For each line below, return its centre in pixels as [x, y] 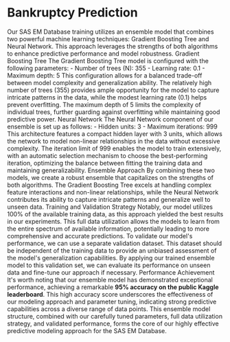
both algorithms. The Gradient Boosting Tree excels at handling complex [109, 185]
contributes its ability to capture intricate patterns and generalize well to [109, 199]
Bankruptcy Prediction [73, 13]
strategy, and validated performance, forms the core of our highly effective [113, 323]
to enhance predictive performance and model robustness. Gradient [103, 54]
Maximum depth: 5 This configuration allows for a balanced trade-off [105, 75]
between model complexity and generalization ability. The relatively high [110, 82]
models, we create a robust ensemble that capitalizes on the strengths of [111, 177]
